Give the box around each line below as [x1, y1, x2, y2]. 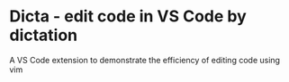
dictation [9, 25, 78, 45]
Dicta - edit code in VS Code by [9, 6, 248, 27]
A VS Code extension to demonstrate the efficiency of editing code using [9, 54, 281, 65]
